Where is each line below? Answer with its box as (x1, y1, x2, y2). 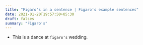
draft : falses (5, 16, 35, 21)
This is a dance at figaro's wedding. (12, 34, 88, 40)
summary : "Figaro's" (5, 21, 48, 26)
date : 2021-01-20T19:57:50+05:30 (5, 12, 74, 17)
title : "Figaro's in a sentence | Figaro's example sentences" (5, 7, 139, 12)
